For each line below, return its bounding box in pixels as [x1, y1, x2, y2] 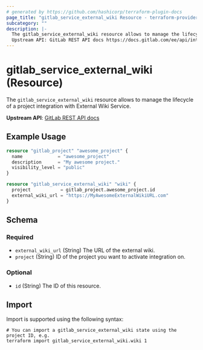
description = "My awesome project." [11, 159, 120, 165]
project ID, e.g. [6, 332, 50, 339]
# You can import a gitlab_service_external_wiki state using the [6, 328, 177, 334]
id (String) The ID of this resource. [14, 282, 101, 289]
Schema [6, 215, 38, 225]
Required [6, 233, 34, 241]
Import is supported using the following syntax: [6, 315, 124, 323]
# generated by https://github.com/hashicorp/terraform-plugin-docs [6, 8, 182, 15]
